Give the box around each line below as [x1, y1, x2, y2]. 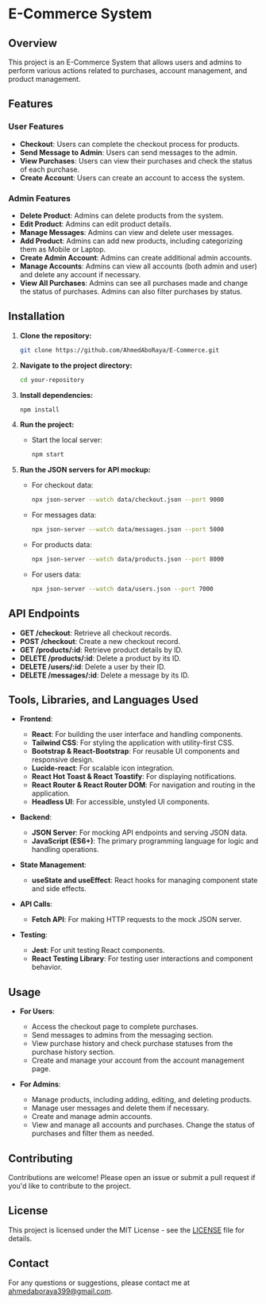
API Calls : [19, 899, 53, 909]
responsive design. [31, 755, 94, 765]
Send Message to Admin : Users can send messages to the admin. [19, 148, 238, 157]
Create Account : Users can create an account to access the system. [19, 172, 245, 183]
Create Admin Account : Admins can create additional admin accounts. [19, 253, 253, 262]
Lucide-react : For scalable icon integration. [31, 763, 175, 773]
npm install [19, 406, 60, 414]
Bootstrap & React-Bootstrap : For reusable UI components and [31, 747, 240, 756]
